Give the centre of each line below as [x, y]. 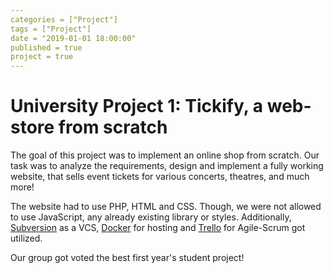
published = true [46, 47]
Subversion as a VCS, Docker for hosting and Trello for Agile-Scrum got [158, 228]
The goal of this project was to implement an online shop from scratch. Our [165, 155]
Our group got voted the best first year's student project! [127, 258]
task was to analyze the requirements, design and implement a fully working [167, 166]
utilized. [26, 238]
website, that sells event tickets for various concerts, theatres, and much [160, 177]
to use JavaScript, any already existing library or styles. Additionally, [151, 217]
